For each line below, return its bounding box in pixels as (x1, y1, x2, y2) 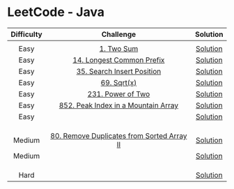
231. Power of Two (87, 89, 150, 98)
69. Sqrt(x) (100, 77, 137, 87)
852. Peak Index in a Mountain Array (58, 100, 179, 110)
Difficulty (10, 29, 43, 39)
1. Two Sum (99, 43, 139, 53)
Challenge (101, 29, 136, 39)
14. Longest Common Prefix (72, 55, 165, 65)
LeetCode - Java (7, 4, 104, 20)
